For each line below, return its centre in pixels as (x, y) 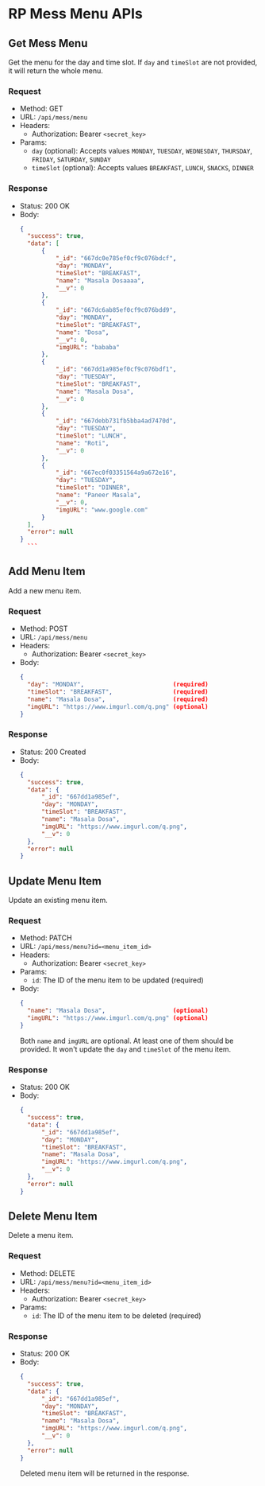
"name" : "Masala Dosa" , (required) (118, 699)
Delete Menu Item (53, 1217)
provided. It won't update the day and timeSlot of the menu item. (125, 1049)
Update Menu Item (55, 881)
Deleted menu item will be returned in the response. (104, 1473)
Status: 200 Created (53, 752)
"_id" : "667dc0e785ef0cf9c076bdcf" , (116, 259)
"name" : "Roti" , (82, 443)
